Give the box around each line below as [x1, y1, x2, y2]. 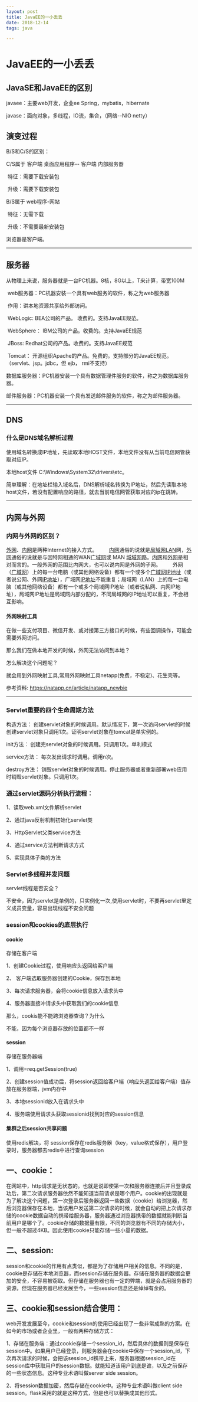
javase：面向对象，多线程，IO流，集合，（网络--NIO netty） [6, 112, 151, 119]
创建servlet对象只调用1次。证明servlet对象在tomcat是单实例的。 [6, 728, 162, 735]
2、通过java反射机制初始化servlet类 [6, 816, 93, 823]
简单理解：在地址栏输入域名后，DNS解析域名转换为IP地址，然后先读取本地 [6, 481, 187, 488]
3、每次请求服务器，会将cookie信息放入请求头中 [6, 987, 124, 995]
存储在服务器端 [6, 1053, 42, 1060]
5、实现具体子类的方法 [6, 854, 61, 861]
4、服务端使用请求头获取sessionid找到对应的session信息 [6, 1110, 144, 1117]
